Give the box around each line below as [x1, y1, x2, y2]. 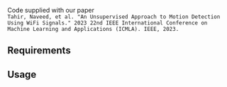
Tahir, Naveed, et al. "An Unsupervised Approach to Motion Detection [7, 13, 221, 20]
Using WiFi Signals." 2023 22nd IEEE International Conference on [7, 20, 208, 27]
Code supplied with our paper [7, 6, 94, 14]
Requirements [7, 45, 71, 57]
